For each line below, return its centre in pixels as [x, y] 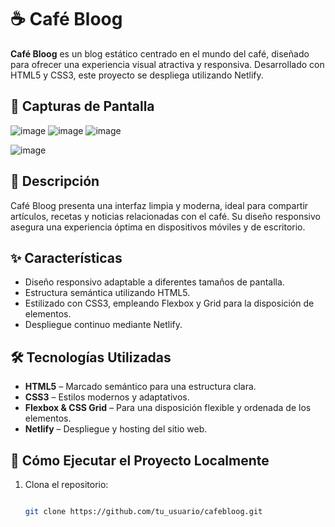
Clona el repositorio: [66, 484]
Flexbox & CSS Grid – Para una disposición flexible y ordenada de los [168, 408]
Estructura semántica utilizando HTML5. [107, 293]
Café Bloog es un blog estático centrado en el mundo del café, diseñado [160, 53]
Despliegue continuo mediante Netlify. [103, 325]
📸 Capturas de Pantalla [82, 106]
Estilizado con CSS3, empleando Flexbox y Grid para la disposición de [169, 303]
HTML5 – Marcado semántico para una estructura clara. [140, 387]
